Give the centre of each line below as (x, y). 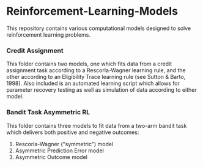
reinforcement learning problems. (48, 34)
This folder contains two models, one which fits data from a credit (89, 64)
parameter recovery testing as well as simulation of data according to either (102, 90)
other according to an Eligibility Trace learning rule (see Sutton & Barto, (96, 77)
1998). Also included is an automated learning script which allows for (93, 83)
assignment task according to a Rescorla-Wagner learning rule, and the (96, 70)
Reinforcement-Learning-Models (92, 11)
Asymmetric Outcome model (51, 157)
